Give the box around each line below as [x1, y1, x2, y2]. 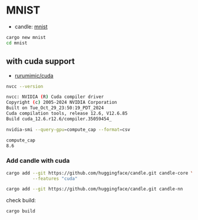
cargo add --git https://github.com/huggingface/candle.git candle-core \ [6, 170, 194, 176]
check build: [6, 197, 37, 204]
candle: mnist [14, 23, 48, 30]
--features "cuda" [32, 175, 78, 182]
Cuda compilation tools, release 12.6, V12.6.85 [6, 110, 128, 116]
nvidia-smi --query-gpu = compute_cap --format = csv [6, 126, 131, 133]
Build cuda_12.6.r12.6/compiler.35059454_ [6, 116, 112, 122]
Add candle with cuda [6, 157, 70, 165]
